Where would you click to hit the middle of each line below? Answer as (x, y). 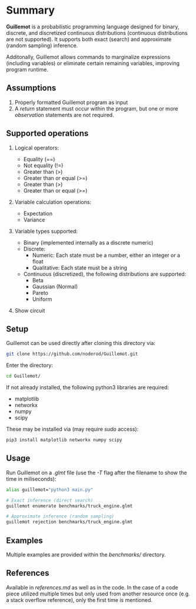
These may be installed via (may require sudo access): (72, 429)
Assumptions (31, 88)
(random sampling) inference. (42, 45)
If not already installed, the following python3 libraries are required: (88, 387)
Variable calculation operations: (53, 202)
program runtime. (27, 69)
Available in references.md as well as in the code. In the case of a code (92, 587)
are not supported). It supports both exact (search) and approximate (89, 39)
